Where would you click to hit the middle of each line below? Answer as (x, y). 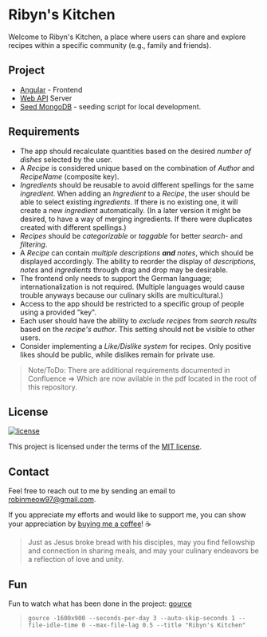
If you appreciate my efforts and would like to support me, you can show (127, 515)
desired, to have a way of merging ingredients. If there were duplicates (136, 219)
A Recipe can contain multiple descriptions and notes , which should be (136, 252)
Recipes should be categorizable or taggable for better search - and (131, 235)
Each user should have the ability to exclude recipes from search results (138, 320)
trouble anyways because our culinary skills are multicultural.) (122, 295)
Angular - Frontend (51, 89)
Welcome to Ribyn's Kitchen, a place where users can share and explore (127, 37)
